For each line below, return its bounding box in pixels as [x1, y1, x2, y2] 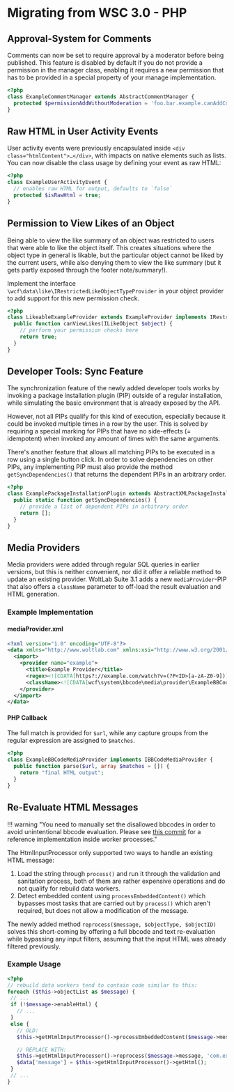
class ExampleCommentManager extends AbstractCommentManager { [7, 93, 195, 100]
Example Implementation [7, 608, 94, 617]
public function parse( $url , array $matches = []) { [13, 763, 170, 770]
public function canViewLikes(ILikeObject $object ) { [13, 321, 173, 328]
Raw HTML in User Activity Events [7, 125, 159, 137]
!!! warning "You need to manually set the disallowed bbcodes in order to [7, 820, 216, 829]
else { [10, 1020, 30, 1027]
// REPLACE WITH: [16, 1046, 68, 1053]
